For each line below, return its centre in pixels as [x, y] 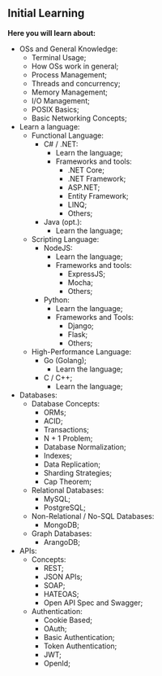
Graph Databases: [62, 533]
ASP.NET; [84, 187]
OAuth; [55, 628]
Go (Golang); [65, 360]
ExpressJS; [87, 274]
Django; [81, 326]
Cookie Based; [68, 620]
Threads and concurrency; [76, 83]
